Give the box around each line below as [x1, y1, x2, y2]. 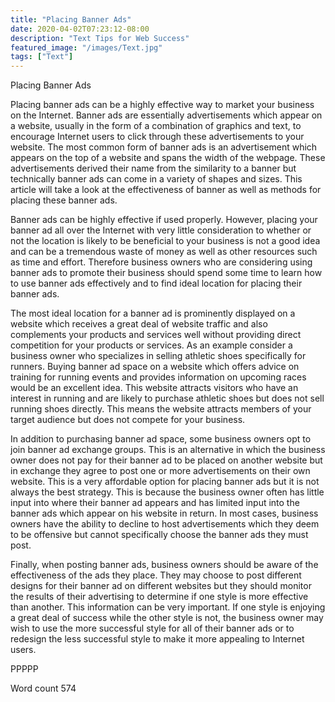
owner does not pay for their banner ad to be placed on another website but [10, 454, 323, 466]
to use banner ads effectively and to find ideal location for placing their [10, 277, 303, 290]
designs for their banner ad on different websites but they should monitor [10, 580, 312, 592]
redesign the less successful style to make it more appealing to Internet [10, 633, 305, 645]
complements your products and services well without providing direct [10, 329, 302, 341]
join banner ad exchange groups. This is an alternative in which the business [10, 444, 326, 456]
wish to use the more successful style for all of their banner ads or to [10, 622, 295, 635]
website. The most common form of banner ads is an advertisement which [10, 141, 318, 153]
